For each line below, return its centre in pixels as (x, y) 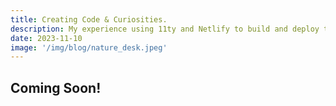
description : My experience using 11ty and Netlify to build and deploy (165, 29)
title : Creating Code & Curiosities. (89, 19)
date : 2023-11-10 (46, 38)
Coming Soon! (56, 87)
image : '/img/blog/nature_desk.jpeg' (89, 47)
